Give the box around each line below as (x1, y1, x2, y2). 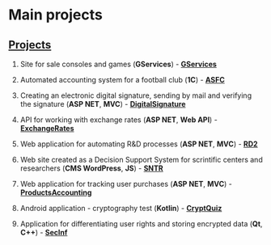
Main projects (8, 6, 104, 24)
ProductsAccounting (19, 188, 92, 197)
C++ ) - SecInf (19, 228, 68, 237)
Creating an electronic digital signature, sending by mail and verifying (19, 91, 252, 100)
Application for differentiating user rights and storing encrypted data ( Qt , (19, 219, 263, 228)
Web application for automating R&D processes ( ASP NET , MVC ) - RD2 (19, 139, 258, 149)
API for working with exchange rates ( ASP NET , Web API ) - (19, 115, 218, 125)
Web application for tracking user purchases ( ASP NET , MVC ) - (19, 180, 233, 188)
